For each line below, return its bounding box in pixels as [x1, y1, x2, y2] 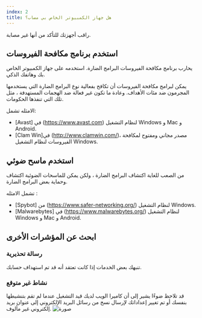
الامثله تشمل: [6, 107, 36, 115]
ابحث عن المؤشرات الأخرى [6, 232, 96, 242]
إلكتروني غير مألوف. [6, 305, 52, 313]
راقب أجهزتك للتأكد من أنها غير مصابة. [6, 31, 91, 38]
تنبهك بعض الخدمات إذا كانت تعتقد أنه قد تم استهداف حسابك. [6, 263, 142, 270]
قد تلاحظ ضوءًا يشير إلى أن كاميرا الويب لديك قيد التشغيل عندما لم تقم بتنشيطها [6, 292, 185, 299]
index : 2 [6, 8, 28, 15]
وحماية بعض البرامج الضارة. [6, 178, 68, 185]
